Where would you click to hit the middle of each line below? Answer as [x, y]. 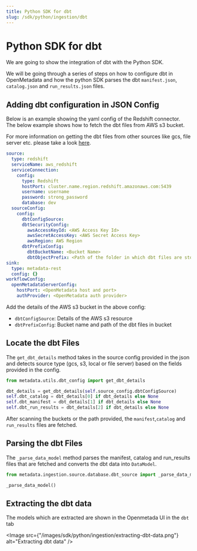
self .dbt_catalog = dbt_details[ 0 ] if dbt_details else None [82, 397]
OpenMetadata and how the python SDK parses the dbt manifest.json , [92, 80]
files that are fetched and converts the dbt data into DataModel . [81, 464]
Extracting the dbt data [49, 504]
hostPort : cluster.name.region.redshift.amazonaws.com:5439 [96, 186]
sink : [13, 263]
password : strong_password [55, 198]
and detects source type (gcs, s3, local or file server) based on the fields [94, 363]
